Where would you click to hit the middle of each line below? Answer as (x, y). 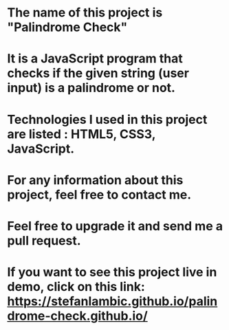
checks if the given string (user (98, 73)
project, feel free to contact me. (99, 195)
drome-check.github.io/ (77, 316)
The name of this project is (85, 13)
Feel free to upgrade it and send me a (115, 226)
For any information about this (95, 180)
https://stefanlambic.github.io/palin (112, 301)
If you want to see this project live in (112, 272)
